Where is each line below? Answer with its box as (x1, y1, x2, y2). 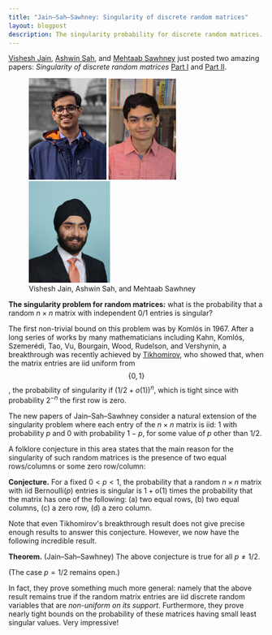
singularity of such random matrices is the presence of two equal (8, 452, 227, 462)
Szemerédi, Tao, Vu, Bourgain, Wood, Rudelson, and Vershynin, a (8, 341, 227, 351)
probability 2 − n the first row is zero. (8, 394, 127, 405)
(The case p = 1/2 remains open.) (8, 567, 120, 577)
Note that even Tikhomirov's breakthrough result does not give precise (8, 518, 245, 528)
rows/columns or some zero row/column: (8, 461, 146, 471)
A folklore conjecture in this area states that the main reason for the (8, 443, 234, 454)
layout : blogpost (8, 21, 67, 30)
